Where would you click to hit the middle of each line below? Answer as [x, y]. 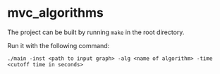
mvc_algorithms [55, 13]
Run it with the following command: [59, 45]
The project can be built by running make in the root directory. [96, 32]
